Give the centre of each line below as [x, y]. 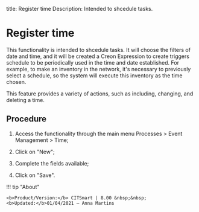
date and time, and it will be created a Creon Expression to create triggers [98, 56]
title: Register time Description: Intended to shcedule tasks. [80, 9]
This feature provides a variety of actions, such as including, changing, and [100, 94]
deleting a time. [26, 100]
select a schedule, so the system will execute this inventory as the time [94, 75]
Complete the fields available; [52, 163]
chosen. [16, 82]
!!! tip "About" [23, 187]
